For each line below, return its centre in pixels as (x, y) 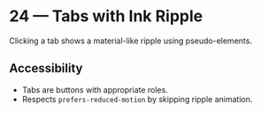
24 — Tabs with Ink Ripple (106, 16)
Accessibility (46, 68)
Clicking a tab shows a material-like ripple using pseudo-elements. (130, 41)
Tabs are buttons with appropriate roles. (95, 89)
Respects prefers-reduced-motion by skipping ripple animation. (137, 99)
